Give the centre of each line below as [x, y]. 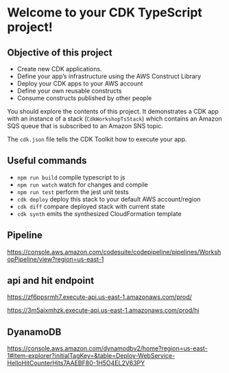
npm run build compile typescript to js [71, 177]
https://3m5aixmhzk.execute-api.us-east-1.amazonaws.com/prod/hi [104, 311]
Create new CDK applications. [59, 69]
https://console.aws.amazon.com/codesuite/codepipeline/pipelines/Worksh [114, 252]
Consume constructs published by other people [84, 98]
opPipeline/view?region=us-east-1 [56, 259]
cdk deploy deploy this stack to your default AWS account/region [109, 199]
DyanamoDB [34, 332]
